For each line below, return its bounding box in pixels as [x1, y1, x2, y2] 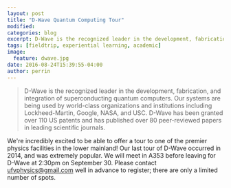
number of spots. [7, 173, 56, 181]
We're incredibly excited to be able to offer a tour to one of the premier [7, 136, 208, 145]
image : [7, 49, 26, 56]
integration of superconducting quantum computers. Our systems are [23, 94, 221, 102]
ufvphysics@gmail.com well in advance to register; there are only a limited [7, 166, 218, 174]
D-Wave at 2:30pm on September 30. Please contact [7, 158, 157, 167]
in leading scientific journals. [23, 123, 105, 132]
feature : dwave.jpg [13, 55, 69, 62]
